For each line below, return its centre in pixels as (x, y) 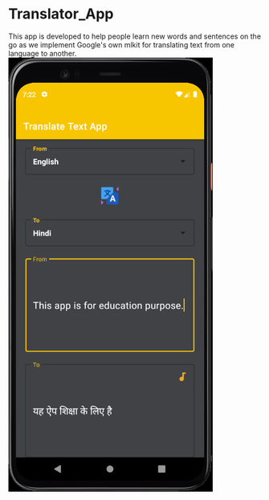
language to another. (43, 53)
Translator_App (61, 14)
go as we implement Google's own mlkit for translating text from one (122, 44)
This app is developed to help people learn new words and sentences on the (135, 36)
